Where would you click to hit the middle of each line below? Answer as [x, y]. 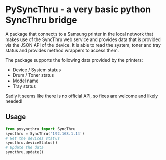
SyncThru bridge [41, 20]
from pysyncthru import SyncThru [40, 129]
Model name [25, 81]
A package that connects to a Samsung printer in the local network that [79, 34]
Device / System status [37, 70]
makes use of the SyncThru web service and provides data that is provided [83, 39]
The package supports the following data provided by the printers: [74, 60]
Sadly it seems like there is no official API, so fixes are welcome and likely [82, 96]
